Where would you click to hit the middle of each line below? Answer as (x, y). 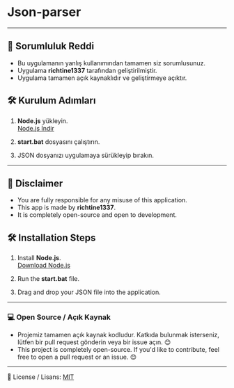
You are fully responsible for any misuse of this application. (102, 200)
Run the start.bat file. (48, 279)
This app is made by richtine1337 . (67, 208)
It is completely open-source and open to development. (97, 215)
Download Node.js (44, 266)
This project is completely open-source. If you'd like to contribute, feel (118, 350)
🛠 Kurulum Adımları (52, 100)
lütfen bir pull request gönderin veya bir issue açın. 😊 (94, 342)
